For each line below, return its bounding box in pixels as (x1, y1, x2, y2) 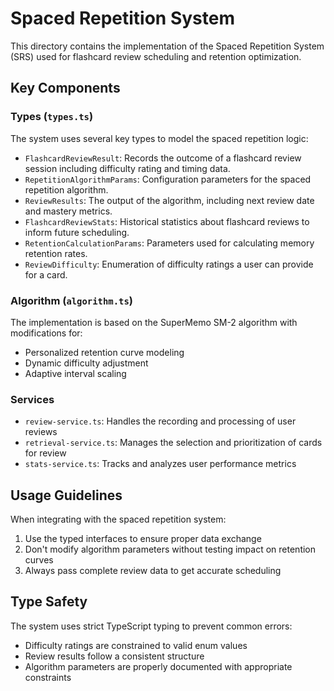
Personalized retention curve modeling (24, 346, 185, 358)
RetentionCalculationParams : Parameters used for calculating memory (24, 237, 315, 249)
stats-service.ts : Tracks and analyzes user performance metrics (24, 458, 297, 470)
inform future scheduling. (24, 226, 130, 238)
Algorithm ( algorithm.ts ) (10, 293, 134, 307)
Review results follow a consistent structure (24, 650, 205, 662)
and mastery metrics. (24, 205, 113, 217)
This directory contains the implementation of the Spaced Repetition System (10, 40, 325, 52)
